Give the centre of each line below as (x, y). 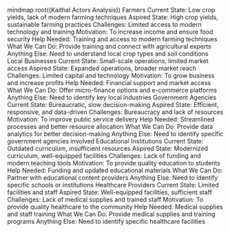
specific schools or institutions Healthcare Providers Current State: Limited (113, 185)
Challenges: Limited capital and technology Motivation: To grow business (111, 76)
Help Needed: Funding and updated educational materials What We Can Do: (115, 170)
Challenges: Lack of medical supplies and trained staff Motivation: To (105, 199)
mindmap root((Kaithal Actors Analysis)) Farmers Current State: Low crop (111, 10)
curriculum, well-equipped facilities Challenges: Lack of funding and (104, 156)
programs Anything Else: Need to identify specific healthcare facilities (106, 221)
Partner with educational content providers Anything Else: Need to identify (113, 177)
